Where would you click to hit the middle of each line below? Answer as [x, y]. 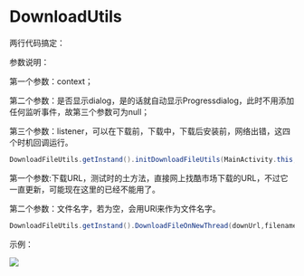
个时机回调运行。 [41, 142]
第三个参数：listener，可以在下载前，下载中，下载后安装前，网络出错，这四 [150, 131]
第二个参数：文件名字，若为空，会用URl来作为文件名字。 [115, 208]
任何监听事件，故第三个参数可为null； [80, 111]
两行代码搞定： [37, 43]
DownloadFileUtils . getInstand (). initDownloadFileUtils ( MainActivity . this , [153, 159]
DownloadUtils [66, 17]
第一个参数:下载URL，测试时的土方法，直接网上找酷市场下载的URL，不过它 [149, 177]
